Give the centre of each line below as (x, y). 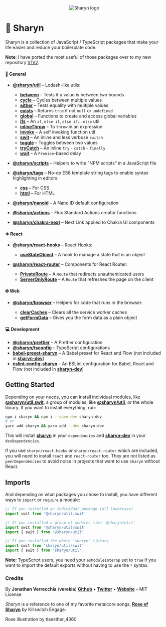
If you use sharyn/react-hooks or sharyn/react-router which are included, (82, 450)
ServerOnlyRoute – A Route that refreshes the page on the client (87, 279)
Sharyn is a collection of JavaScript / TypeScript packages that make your (82, 42)
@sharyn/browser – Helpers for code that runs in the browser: (77, 302)
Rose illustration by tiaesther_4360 (41, 619)
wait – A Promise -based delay (50, 153)
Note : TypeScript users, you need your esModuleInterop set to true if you (81, 560)
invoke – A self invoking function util (57, 132)
